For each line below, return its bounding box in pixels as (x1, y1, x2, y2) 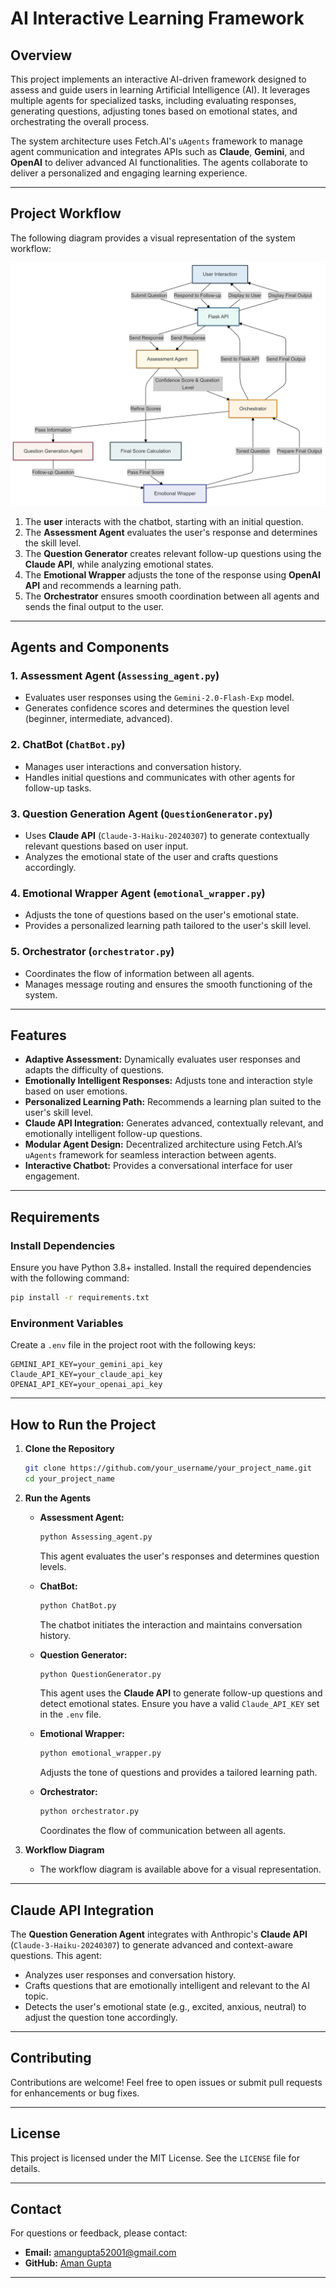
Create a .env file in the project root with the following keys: (10, 1339, 257, 1351)
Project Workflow (10, 205, 122, 222)
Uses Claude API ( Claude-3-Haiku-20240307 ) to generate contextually (24, 829, 310, 841)
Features (10, 1027, 67, 1044)
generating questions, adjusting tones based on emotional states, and (10, 105, 298, 117)
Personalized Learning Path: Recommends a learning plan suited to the (24, 1096, 322, 1108)
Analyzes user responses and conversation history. (24, 1968, 237, 1981)
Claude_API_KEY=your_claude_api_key (10, 1370, 163, 1380)
